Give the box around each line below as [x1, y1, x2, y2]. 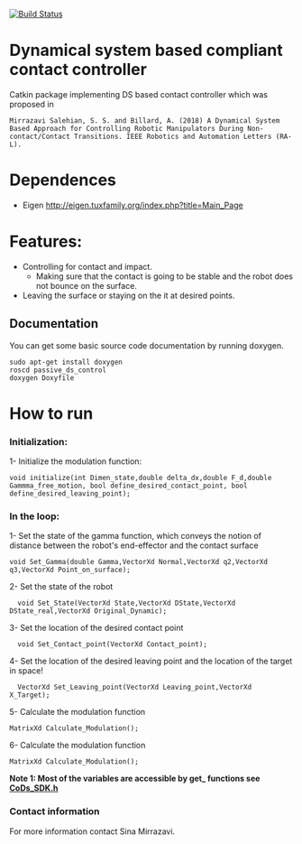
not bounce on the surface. [35, 280, 138, 291]
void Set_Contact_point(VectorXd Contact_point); [17, 640, 207, 649]
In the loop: [9, 510, 60, 523]
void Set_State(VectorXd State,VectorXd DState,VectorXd [17, 598, 236, 608]
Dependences [9, 170, 117, 190]
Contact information [9, 805, 101, 818]
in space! [9, 665, 43, 676]
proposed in [9, 98, 54, 109]
